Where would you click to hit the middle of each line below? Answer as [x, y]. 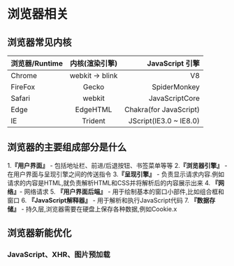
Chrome [24, 76]
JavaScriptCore [174, 98]
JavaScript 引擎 [174, 63]
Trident [94, 121]
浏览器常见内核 [39, 42]
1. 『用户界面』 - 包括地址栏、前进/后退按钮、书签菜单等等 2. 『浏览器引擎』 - [117, 165]
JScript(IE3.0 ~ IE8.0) [164, 121]
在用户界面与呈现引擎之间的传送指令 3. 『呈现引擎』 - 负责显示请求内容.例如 [116, 174]
